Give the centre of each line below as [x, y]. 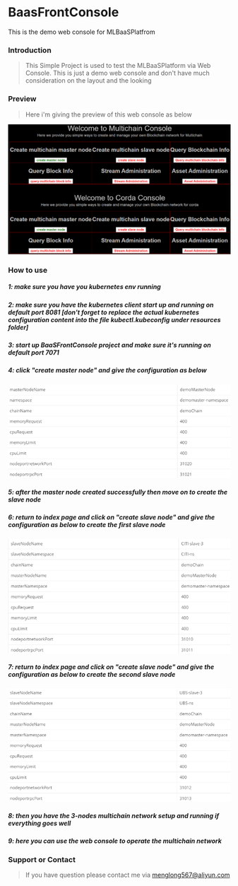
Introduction [30, 50]
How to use [28, 270]
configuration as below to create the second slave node [92, 675]
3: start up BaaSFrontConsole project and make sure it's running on [109, 345]
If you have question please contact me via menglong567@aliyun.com [127, 875]
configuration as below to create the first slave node [87, 525]
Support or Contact [42, 859]
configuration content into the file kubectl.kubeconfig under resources [114, 319]
